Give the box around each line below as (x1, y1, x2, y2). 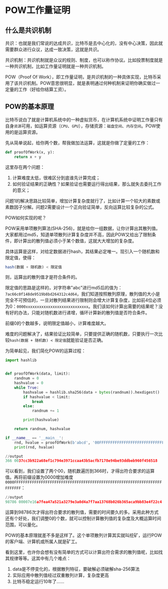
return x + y (14, 154, 41, 159)
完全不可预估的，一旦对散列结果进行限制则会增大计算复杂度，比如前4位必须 (5, 297, 161, 303)
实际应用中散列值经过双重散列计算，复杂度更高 (12, 573, 109, 579)
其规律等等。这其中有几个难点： (5, 556, 71, 562)
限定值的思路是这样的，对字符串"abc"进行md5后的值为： (5, 285, 122, 291)
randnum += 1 (31, 408, 59, 414)
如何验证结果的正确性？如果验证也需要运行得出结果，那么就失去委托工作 (12, 181, 161, 187)
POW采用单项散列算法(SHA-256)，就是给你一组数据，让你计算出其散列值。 (5, 225, 160, 231)
